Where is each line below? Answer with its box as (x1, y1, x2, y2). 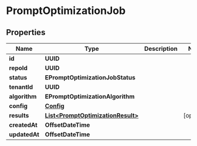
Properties (6, 27, 46, 37)
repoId (9, 64, 28, 72)
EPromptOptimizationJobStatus (45, 74, 136, 81)
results (9, 112, 29, 119)
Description (144, 45, 178, 53)
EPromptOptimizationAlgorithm (45, 92, 135, 100)
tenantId (9, 83, 33, 91)
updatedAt (9, 130, 40, 138)
